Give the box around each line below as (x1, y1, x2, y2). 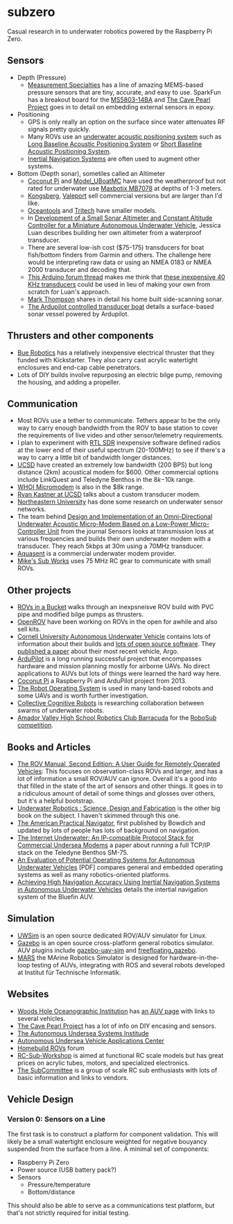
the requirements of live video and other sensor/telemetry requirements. (17, 431, 224, 440)
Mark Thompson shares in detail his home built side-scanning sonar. (27, 295, 224, 303)
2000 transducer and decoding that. (27, 265, 132, 273)
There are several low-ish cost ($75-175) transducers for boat (27, 243, 205, 251)
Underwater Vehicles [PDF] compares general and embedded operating (17, 863, 223, 871)
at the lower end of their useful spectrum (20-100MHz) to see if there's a (17, 446, 225, 454)
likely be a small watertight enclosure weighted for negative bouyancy (7, 1138, 207, 1146)
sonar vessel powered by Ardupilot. (27, 309, 130, 318)
